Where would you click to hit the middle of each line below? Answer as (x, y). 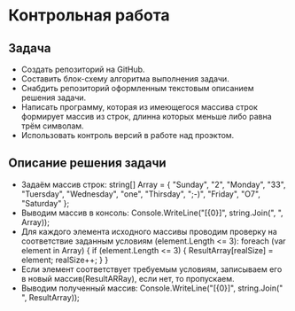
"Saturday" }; (45, 203)
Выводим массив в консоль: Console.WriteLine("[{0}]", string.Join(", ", (152, 213)
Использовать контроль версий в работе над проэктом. (128, 135)
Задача (30, 48)
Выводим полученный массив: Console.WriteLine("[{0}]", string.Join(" (152, 288)
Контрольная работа (89, 16)
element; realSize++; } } (65, 260)
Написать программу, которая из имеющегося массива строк (140, 107)
